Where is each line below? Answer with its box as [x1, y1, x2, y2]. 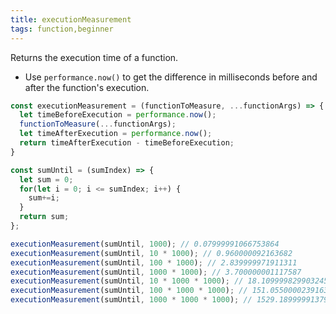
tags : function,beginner [10, 24, 114, 34]
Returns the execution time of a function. [10, 51, 179, 63]
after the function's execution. [24, 81, 150, 93]
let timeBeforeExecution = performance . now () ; [19, 110, 217, 120]
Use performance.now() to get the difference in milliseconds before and [24, 71, 318, 83]
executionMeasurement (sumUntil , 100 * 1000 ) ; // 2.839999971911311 [10, 257, 298, 268]
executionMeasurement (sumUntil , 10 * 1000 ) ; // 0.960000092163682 [10, 248, 293, 258]
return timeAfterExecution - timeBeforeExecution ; [19, 138, 235, 148]
